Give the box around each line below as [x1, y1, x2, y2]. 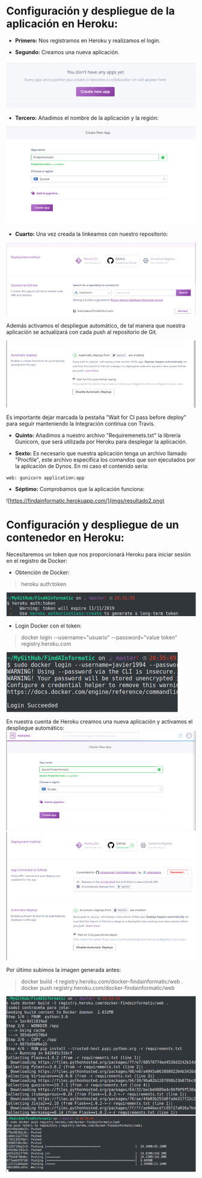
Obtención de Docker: [14, 569, 70, 576]
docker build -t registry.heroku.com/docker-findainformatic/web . [20, 978, 183, 985]
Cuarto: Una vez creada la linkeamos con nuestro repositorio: [14, 230, 168, 237]
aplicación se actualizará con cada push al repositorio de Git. [6, 328, 158, 335]
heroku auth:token [20, 581, 67, 588]
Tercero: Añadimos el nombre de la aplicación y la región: [14, 114, 159, 121]
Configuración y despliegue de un [6, 518, 179, 532]
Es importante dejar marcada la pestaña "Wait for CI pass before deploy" [6, 414, 187, 421]
